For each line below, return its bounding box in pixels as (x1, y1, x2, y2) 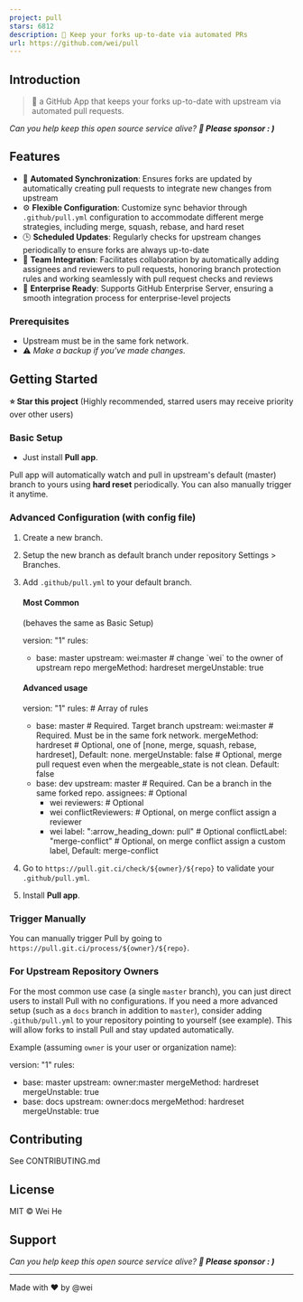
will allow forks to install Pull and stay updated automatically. (9, 1024, 234, 1035)
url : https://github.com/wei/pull (9, 38, 140, 48)
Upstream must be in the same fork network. (22, 335, 189, 346)
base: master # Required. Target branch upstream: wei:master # (35, 720, 274, 731)
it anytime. (9, 489, 49, 500)
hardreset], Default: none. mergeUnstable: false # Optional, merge (35, 749, 282, 759)
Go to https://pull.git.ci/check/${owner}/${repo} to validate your (22, 863, 275, 873)
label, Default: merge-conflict (49, 844, 160, 855)
